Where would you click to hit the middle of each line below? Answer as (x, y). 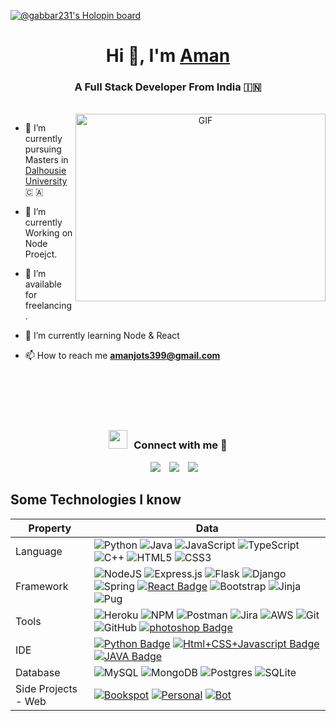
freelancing (48, 306)
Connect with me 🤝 (180, 445)
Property (50, 528)
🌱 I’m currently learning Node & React (102, 336)
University (46, 181)
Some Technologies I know (96, 500)
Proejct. (41, 254)
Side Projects (46, 688)
